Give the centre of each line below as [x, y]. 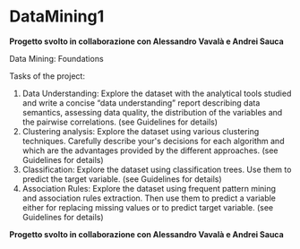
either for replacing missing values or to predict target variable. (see [148, 207]
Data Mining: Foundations [57, 58]
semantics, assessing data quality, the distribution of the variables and [152, 112]
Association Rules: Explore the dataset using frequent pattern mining [149, 188]
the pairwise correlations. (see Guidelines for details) [120, 122]
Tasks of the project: [47, 76]
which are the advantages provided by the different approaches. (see [150, 150]
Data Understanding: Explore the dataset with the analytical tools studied [157, 93]
